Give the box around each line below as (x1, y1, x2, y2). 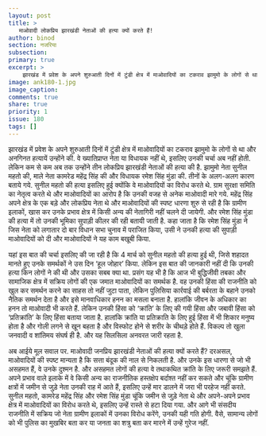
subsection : (8, 49, 48, 56)
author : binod (8, 33, 56, 42)
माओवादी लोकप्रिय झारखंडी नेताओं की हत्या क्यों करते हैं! (18, 26, 153, 34)
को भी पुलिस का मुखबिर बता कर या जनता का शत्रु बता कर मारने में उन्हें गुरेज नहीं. (8, 418, 210, 427)
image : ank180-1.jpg (8, 78, 77, 86)
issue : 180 (8, 115, 44, 123)
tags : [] (8, 123, 37, 130)
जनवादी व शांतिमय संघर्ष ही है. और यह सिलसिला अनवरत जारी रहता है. (8, 330, 183, 340)
